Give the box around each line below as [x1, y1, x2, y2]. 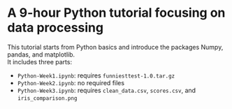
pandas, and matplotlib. [7, 50, 75, 59]
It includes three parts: [7, 57, 72, 66]
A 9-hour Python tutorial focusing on [7, 5, 226, 21]
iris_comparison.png [17, 94, 78, 102]
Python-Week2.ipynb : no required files [17, 78, 124, 87]
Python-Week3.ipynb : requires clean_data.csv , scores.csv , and [17, 86, 196, 94]
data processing [7, 20, 103, 36]
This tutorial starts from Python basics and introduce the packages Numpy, [7, 43, 224, 51]
